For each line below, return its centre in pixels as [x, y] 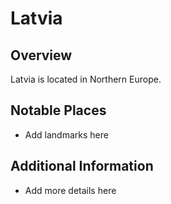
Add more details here [70, 190]
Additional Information [82, 166]
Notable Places [58, 110]
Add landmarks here [66, 134]
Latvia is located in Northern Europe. [86, 79]
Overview [41, 55]
